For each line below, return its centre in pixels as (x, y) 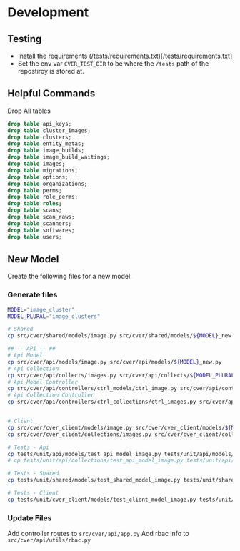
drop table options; (38, 177)
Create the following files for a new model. (70, 277)
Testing (25, 39)
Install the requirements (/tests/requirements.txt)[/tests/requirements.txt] (125, 56)
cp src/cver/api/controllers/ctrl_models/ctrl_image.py (92, 389)
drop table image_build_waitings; (59, 157)
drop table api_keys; (40, 124)
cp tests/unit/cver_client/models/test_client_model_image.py (102, 500)
